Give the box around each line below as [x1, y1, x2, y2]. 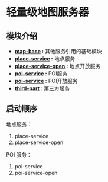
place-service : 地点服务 [14, 55, 76, 62]
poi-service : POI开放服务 [14, 78, 78, 84]
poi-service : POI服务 [14, 70, 68, 77]
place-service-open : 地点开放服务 [14, 63, 101, 69]
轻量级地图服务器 [6, 5, 90, 19]
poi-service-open [14, 169, 58, 176]
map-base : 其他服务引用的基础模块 [14, 48, 102, 55]
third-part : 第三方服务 [14, 85, 70, 92]
